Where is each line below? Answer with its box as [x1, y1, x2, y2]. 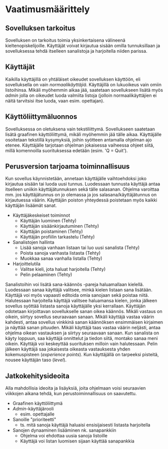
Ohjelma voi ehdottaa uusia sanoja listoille [20, 433, 108, 439]
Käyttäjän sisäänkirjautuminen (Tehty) [20, 223, 100, 229]
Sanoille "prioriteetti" [12, 417, 57, 423]
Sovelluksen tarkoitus [5, 24, 76, 32]
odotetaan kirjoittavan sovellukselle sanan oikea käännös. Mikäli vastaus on [5, 308, 163, 315]
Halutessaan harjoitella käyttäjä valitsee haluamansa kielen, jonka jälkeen [5, 298, 157, 304]
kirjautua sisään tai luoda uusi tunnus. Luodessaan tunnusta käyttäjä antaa [5, 181, 160, 187]
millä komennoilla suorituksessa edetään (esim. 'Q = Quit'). [5, 147, 128, 153]
